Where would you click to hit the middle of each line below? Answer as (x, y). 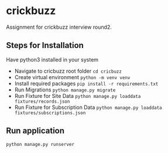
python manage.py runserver (40, 144)
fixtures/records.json (42, 101)
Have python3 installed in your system (52, 59)
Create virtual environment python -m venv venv (72, 77)
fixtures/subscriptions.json (50, 113)
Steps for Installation (45, 45)
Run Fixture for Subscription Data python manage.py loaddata (88, 107)
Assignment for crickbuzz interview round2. (59, 27)
